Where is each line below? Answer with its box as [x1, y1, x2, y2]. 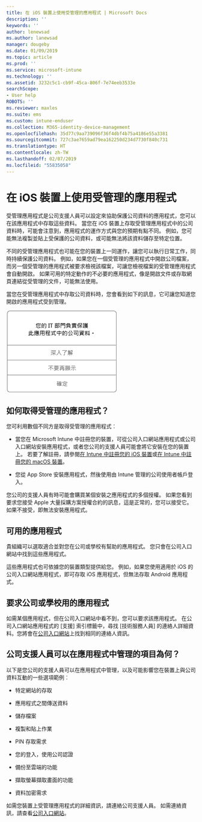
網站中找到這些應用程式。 [6, 550, 70, 557]
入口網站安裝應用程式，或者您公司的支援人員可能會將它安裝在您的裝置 [14, 443, 189, 450]
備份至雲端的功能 [14, 763, 58, 771]
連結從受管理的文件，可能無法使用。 [11, 277, 101, 284]
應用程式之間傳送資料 [14, 699, 68, 706]
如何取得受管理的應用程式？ [6, 406, 109, 416]
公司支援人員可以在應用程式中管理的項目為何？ [6, 649, 180, 659]
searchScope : [6, 86, 39, 92]
